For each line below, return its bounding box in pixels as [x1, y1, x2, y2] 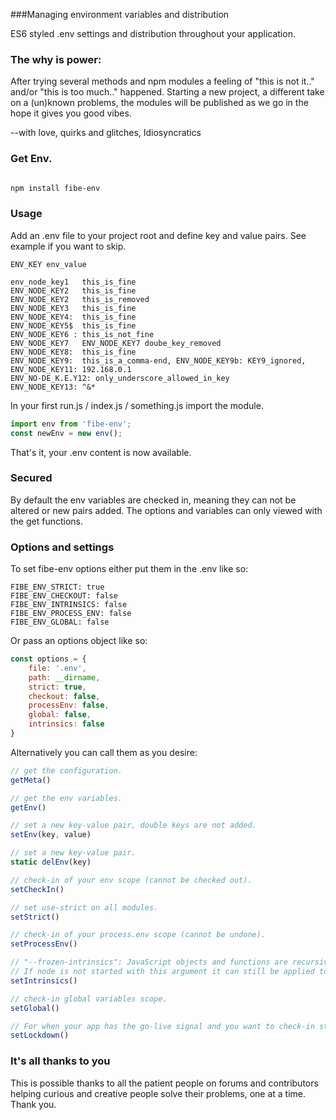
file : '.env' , [28, 663, 87, 673]
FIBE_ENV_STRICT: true [10, 582, 105, 593]
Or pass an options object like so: [10, 635, 148, 647]
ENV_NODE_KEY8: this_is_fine [10, 347, 137, 357]
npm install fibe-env [10, 183, 101, 193]
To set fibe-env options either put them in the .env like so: [10, 563, 249, 575]
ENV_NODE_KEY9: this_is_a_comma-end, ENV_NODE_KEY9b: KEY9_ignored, [10, 355, 307, 366]
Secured [10, 471, 53, 485]
